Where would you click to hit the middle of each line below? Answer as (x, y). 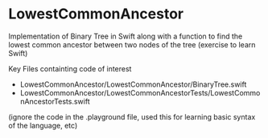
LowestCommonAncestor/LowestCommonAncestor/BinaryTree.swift (133, 84)
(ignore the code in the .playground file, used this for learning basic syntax (132, 116)
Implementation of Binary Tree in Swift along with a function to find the (126, 36)
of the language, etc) (43, 125)
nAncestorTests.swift (55, 101)
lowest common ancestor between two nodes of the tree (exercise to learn (132, 44)
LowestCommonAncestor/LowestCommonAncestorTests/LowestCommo (140, 92)
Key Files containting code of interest (70, 68)
